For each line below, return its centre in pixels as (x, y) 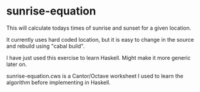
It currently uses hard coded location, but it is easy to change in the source (100, 39)
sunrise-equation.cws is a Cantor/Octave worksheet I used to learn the (95, 76)
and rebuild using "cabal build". (46, 46)
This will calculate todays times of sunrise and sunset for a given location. (99, 28)
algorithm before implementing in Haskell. (58, 82)
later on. (17, 64)
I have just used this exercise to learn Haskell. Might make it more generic (98, 57)
